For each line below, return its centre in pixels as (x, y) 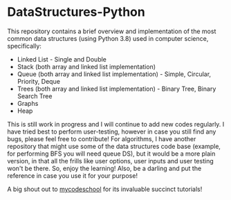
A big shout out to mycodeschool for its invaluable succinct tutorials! (105, 189)
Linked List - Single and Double (62, 59)
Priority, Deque (39, 81)
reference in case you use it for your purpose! (73, 175)
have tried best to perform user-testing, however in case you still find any (112, 131)
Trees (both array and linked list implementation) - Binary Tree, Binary (117, 89)
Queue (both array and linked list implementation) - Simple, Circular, (114, 74)
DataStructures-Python (76, 12)
